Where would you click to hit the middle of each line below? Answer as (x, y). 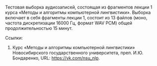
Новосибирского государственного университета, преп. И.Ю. (78, 53)
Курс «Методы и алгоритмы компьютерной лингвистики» (74, 47)
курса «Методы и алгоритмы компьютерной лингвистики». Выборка (78, 12)
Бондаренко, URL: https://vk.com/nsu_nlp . (56, 58)
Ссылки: (14, 38)
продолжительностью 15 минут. (39, 28)
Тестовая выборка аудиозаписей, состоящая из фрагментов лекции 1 (79, 7)
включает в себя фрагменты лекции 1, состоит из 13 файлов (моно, (76, 18)
